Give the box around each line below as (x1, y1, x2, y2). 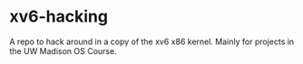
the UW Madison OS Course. (9, 45, 117, 56)
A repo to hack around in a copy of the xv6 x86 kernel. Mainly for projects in (9, 36, 295, 47)
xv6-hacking (9, 6, 109, 27)
